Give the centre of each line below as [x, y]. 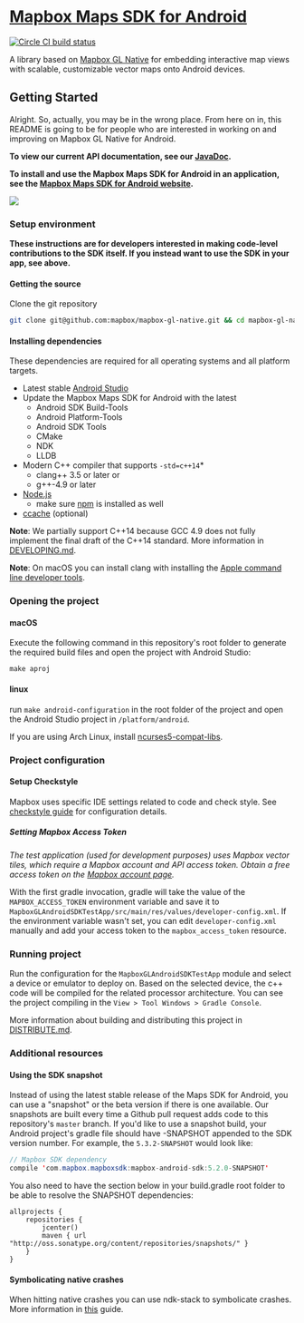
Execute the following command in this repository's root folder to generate [148, 643]
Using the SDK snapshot [56, 1075]
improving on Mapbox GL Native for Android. [93, 139]
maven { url [65, 1235]
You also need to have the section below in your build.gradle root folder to [147, 1185]
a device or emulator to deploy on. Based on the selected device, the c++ [146, 983]
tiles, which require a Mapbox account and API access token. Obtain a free [150, 864]
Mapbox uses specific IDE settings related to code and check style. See [143, 802]
